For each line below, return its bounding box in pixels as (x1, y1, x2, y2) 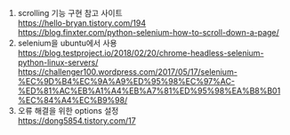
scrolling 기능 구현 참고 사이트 (17, 8, 123, 18)
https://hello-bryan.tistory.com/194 (17, 18, 147, 28)
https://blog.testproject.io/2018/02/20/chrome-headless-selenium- (17, 48, 264, 58)
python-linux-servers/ (17, 57, 99, 67)
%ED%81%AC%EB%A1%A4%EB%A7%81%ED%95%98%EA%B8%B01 (17, 85, 281, 96)
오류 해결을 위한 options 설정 (17, 106, 119, 115)
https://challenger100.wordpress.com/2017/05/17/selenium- (17, 67, 238, 77)
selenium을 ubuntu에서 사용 (17, 38, 117, 48)
